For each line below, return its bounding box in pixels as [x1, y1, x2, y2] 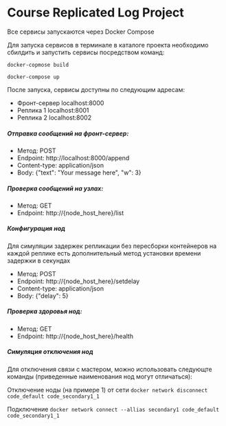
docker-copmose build [7, 61, 69, 68]
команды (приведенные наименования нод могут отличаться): [7, 372, 192, 381]
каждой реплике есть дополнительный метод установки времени [7, 249, 201, 257]
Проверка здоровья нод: [7, 307, 82, 315]
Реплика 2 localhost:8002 [16, 113, 91, 122]
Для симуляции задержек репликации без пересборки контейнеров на [7, 242, 217, 250]
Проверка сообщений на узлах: [7, 184, 104, 192]
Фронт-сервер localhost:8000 [16, 98, 104, 107]
